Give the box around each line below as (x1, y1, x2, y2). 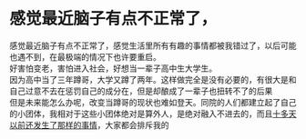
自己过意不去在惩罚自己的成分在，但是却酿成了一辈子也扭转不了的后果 (9, 85, 273, 96)
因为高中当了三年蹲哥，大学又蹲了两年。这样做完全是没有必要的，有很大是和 (9, 74, 297, 84)
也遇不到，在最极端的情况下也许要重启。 (9, 51, 161, 62)
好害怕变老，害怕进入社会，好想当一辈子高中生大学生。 (9, 63, 217, 74)
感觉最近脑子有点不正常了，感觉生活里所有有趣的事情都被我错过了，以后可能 (9, 40, 297, 51)
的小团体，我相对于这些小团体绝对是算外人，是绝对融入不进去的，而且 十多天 (9, 108, 297, 119)
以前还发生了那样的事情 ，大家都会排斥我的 (9, 119, 169, 130)
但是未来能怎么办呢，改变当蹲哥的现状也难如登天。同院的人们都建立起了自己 (9, 96, 297, 107)
